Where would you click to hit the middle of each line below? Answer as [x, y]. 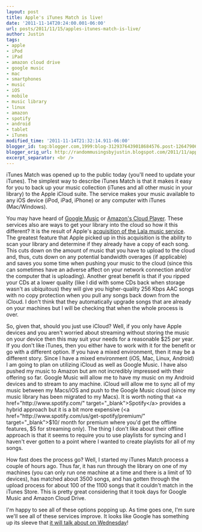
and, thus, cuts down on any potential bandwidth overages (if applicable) [97, 257]
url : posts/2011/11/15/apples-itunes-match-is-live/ [74, 29]
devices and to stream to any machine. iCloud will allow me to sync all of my [101, 384]
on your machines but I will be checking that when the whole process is [95, 308]
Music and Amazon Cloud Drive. [46, 498]
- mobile [17, 96]
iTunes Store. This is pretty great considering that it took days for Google [96, 492]
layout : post [23, 12]
